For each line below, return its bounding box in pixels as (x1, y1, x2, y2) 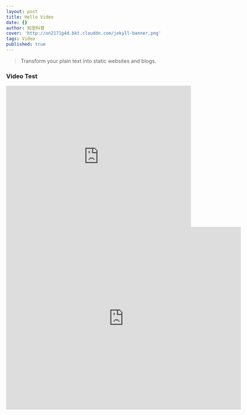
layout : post (6, 8, 38, 15)
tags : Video (6, 36, 35, 42)
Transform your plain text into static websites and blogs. (20, 57, 157, 65)
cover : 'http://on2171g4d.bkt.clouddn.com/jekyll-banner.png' (6, 31, 161, 36)
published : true (6, 42, 46, 48)
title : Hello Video (6, 14, 54, 20)
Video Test (6, 72, 38, 80)
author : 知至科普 (6, 25, 45, 31)
